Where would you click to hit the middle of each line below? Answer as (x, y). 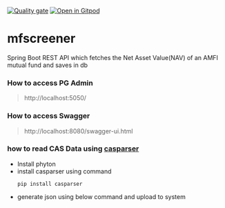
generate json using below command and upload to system (101, 196)
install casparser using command (64, 171)
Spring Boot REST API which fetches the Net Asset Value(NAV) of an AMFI (113, 57)
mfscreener (41, 39)
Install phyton (37, 164)
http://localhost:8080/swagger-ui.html (78, 131)
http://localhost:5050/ (55, 98)
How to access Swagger (49, 116)
